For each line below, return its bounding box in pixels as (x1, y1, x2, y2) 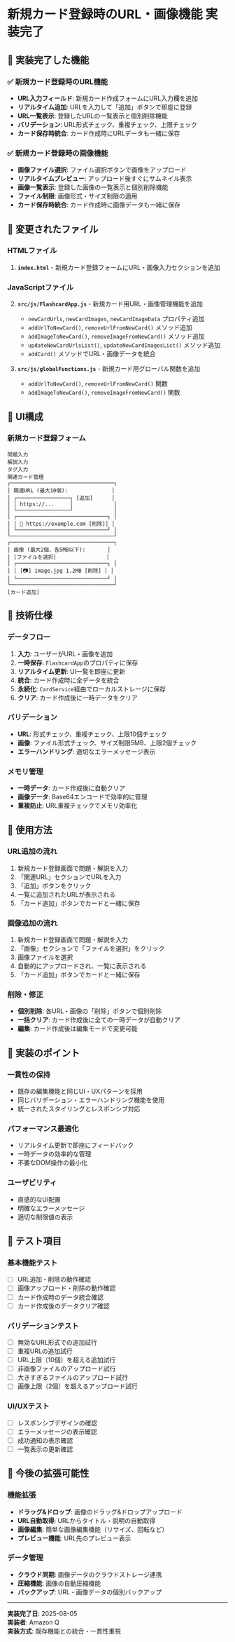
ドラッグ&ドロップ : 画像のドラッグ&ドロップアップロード (17, 1507, 183, 1516)
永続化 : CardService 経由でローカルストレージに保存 (17, 684, 166, 693)
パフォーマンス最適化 (7, 1124, 79, 1134)
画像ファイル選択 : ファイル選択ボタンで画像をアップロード (17, 165, 187, 174)
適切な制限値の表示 (17, 1212, 73, 1221)
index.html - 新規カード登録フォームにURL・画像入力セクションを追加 (17, 263, 220, 271)
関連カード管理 (7, 473, 44, 480)
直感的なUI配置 (17, 1195, 61, 1203)
